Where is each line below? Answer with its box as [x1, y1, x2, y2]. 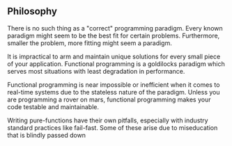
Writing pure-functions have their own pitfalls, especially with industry [7, 116, 208, 124]
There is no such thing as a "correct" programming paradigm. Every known [7, 24, 223, 32]
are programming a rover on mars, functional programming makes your [7, 95, 211, 104]
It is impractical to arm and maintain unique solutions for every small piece [7, 52, 221, 60]
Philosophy [7, 6, 58, 17]
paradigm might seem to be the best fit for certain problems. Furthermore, [7, 31, 220, 40]
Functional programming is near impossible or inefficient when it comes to [7, 80, 220, 89]
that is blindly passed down [7, 131, 86, 139]
